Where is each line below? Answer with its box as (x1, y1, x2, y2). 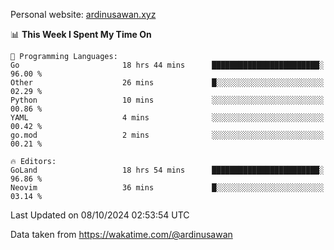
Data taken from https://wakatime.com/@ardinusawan (10, 229, 233, 240)
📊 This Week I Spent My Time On (10, 29, 152, 40)
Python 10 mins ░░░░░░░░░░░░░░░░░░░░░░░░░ (10, 95, 325, 105)
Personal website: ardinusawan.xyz (10, 9, 157, 20)
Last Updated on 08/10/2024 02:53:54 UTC (10, 209, 190, 221)
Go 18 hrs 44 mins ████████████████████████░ (10, 60, 325, 70)
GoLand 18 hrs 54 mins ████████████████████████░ (10, 165, 325, 175)
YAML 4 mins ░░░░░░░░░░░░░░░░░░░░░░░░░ (10, 113, 325, 123)
